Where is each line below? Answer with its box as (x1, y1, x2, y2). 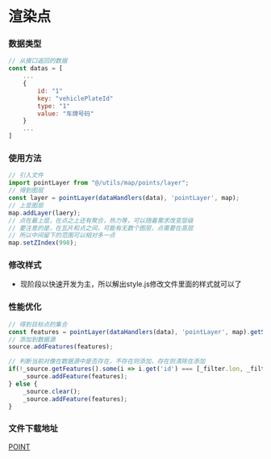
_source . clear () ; (23, 387, 81, 395)
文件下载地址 (8, 423, 59, 434)
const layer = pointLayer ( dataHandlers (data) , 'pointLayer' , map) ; (8, 194, 240, 202)
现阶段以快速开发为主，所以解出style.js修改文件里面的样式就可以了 (19, 279, 242, 289)
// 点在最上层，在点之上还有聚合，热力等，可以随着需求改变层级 (8, 216, 194, 224)
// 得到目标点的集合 (8, 320, 68, 328)
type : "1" (37, 102, 70, 110)
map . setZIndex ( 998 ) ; (8, 239, 78, 247)
